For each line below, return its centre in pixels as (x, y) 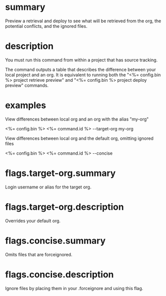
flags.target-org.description (64, 207)
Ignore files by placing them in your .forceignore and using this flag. (74, 288)
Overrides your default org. (33, 221)
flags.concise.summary (55, 241)
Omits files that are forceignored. (39, 254)
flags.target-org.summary (60, 173)
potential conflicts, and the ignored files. (46, 26)
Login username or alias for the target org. (48, 187)
